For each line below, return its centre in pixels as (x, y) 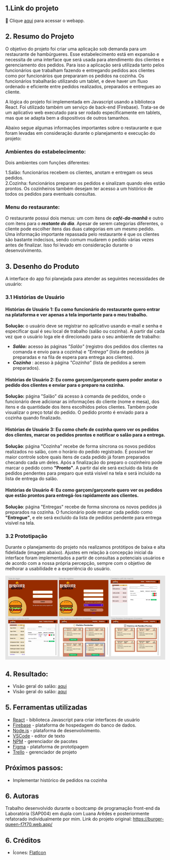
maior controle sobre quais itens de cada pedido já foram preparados (78, 457)
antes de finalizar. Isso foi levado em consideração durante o (69, 245)
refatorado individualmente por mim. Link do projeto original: (69, 819)
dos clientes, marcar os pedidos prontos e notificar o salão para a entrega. (85, 435)
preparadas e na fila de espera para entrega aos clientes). (73, 357)
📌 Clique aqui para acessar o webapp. (45, 20)
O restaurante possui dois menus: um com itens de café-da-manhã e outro (84, 218)
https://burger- (148, 819)
